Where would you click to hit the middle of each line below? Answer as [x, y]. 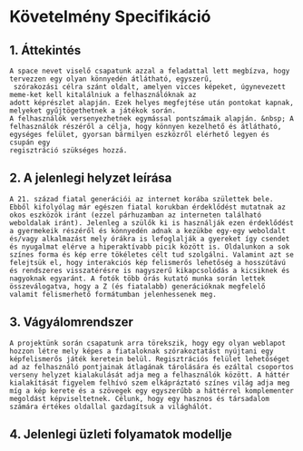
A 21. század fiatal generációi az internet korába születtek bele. [142, 199]
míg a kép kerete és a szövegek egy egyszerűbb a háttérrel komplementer [152, 391]
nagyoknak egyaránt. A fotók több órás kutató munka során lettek [137, 279]
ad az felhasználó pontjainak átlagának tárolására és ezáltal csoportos [152, 367]
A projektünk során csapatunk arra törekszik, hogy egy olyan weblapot [147, 343]
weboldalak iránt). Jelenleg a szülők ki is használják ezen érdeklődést [152, 223]
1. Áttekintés [45, 50]
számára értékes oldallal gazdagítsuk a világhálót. [111, 407]
